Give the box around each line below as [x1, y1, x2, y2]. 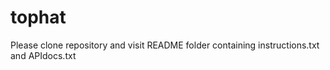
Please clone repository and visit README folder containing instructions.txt [10, 39, 320, 51]
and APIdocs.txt [10, 49, 77, 61]
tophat [10, 6, 67, 29]
